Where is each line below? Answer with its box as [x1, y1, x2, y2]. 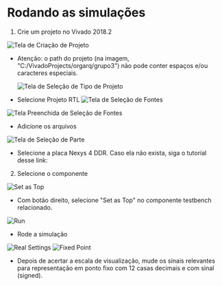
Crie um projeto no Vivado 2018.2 [16, 27, 112, 36]
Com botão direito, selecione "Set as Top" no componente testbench [16, 196, 212, 204]
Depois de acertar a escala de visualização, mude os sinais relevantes [16, 256, 216, 265]
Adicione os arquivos [16, 122, 77, 130]
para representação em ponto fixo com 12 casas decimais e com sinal [16, 263, 214, 272]
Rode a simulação [16, 230, 68, 238]
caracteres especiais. [16, 69, 78, 77]
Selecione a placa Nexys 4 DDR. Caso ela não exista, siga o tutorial [16, 148, 207, 157]
